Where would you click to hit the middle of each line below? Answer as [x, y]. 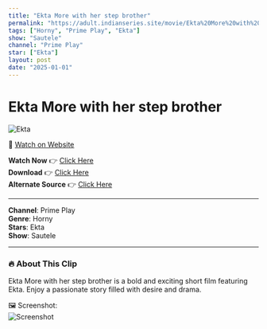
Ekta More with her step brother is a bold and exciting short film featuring [128, 280]
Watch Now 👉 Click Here [51, 160]
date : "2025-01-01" [41, 68]
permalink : [26, 23]
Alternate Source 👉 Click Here [60, 184]
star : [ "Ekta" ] [33, 53]
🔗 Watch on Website [41, 144]
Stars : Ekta [27, 227]
